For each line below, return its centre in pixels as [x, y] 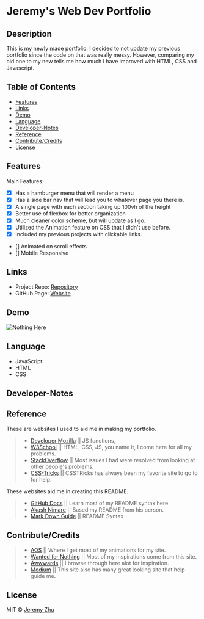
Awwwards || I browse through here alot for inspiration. [100, 563]
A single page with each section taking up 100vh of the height [93, 206]
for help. [41, 479]
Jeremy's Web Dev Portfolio [79, 11]
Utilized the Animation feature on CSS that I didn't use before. [93, 227]
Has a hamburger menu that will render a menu [75, 193]
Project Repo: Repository [46, 287]
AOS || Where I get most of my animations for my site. [98, 550]
